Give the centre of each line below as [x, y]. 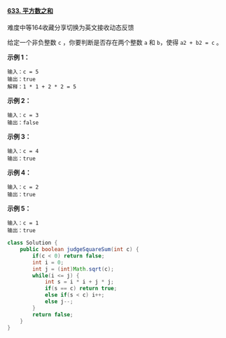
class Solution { [33, 243]
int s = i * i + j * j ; [79, 282]
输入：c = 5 [23, 72]
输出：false [23, 123]
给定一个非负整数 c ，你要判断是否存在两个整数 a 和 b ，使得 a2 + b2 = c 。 [115, 43]
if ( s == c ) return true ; [81, 289]
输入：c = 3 [23, 116]
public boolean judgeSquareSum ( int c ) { [79, 250]
